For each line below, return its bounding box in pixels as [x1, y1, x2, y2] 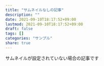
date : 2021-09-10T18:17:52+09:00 [5, 17, 76, 22]
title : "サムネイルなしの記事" [5, 7, 64, 13]
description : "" [5, 12, 40, 17]
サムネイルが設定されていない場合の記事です [5, 55, 99, 61]
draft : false [5, 26, 33, 31]
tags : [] [5, 31, 24, 36]
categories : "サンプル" [5, 36, 53, 41]
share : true [5, 41, 31, 46]
